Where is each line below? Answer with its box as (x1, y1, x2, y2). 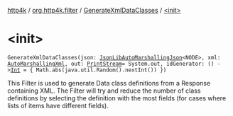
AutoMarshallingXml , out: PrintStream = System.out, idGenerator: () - (7, 60, 221, 67)
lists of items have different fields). (7, 101, 109, 110)
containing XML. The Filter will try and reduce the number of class (7, 86, 201, 95)
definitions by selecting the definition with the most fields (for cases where (7, 93, 227, 102)
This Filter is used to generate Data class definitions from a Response (7, 79, 211, 87)
